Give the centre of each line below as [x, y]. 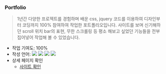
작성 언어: [21, 54]
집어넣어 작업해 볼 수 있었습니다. [48, 37]
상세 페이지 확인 [27, 61]
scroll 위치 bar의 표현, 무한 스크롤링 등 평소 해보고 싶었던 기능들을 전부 [91, 31]
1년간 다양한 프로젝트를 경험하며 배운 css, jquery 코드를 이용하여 [80, 19]
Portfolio [15, 7]
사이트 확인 [30, 67]
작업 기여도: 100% [30, 48]
